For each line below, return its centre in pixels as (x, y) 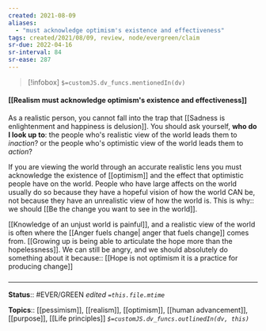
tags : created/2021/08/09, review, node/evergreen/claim (104, 38)
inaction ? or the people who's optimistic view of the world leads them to (126, 143)
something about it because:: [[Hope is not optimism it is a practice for (123, 258)
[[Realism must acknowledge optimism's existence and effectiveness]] (128, 101)
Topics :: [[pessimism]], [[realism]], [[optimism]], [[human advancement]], (128, 310)
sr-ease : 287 (30, 60)
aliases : (23, 23)
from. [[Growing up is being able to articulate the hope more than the (120, 242)
